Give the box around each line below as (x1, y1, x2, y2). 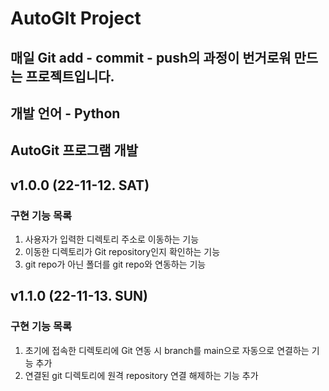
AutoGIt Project (10, 7, 142, 30)
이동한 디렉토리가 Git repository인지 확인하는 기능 (24, 246, 221, 258)
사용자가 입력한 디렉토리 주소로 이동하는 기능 (24, 233, 200, 246)
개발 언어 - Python (10, 105, 121, 122)
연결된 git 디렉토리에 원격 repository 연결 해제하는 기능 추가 (24, 369, 259, 381)
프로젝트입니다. (25, 68, 115, 85)
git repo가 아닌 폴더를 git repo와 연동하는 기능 (24, 258, 207, 271)
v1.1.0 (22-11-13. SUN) (10, 288, 149, 305)
